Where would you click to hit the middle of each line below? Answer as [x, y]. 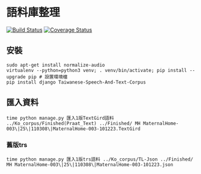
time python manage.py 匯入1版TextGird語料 [60, 118]
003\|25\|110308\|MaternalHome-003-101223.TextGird [73, 129]
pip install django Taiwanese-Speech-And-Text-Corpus [76, 82]
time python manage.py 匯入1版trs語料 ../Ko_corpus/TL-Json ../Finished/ [100, 159]
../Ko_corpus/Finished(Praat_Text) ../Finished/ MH [73, 123]
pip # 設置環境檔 [48, 77]
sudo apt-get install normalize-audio [56, 65]
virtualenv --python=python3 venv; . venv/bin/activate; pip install [97, 70]
